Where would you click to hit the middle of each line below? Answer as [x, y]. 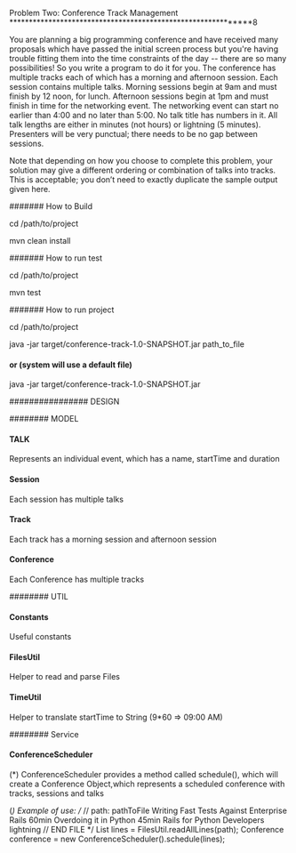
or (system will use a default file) [71, 365]
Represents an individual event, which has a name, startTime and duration [144, 459]
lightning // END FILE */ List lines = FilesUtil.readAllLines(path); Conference [147, 829]
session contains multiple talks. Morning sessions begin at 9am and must [143, 87]
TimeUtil [25, 697]
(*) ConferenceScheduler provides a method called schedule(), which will [144, 774]
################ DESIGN [64, 402]
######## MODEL [44, 419]
